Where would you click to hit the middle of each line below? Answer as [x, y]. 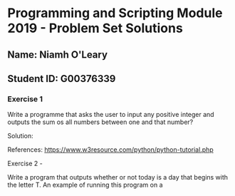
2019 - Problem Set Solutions [95, 28]
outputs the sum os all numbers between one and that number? [100, 122]
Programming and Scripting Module [115, 13]
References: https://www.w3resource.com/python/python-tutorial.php [110, 150]
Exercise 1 [25, 99]
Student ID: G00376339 [62, 79]
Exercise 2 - [25, 164]
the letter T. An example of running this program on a [85, 185]
